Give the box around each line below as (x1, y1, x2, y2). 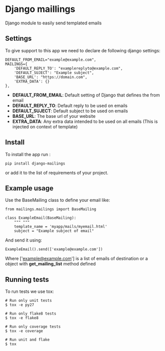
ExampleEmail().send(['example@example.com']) (5, 247, 103, 252)
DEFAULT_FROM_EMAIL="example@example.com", (5, 57, 97, 62)
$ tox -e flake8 (5, 316, 39, 321)
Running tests (5, 275, 50, 284)
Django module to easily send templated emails (5, 20, 102, 26)
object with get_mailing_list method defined (5, 261, 96, 267)
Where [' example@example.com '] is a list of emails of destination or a (5, 256, 148, 262)
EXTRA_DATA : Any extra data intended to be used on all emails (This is (12, 118, 158, 124)
